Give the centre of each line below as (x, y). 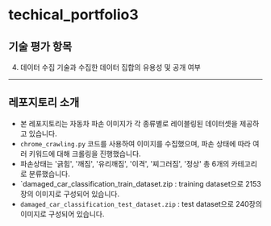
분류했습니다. (49, 174)
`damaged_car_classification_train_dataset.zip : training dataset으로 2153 (141, 183)
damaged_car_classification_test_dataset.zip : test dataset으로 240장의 (141, 203)
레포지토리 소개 (44, 103)
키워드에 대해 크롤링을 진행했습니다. (85, 154)
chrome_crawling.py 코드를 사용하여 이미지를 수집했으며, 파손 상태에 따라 (135, 143)
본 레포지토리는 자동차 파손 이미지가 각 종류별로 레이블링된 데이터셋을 (129, 123)
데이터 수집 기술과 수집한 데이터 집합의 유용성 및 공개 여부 (110, 67)
